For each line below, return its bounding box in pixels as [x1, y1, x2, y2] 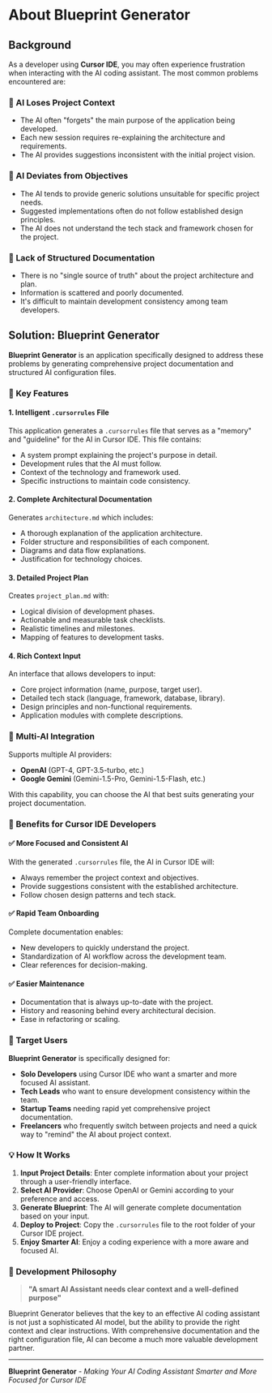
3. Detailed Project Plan [8, 572, 89, 582]
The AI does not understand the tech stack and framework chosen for [19, 223, 253, 233]
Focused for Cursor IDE [8, 1375, 87, 1385]
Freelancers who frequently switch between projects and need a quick [19, 1120, 257, 1130]
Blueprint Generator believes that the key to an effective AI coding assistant [8, 1309, 261, 1318]
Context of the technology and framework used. [19, 467, 181, 477]
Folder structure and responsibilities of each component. [19, 537, 210, 547]
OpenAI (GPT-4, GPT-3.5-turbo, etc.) [19, 765, 144, 774]
